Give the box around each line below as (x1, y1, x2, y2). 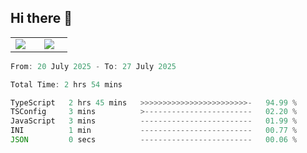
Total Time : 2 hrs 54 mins (10, 79, 123, 90)
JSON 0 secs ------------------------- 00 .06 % (10, 135, 298, 145)
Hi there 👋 (10, 10, 73, 27)
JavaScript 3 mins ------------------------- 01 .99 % (10, 116, 298, 126)
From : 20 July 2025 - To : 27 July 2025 (10, 61, 177, 71)
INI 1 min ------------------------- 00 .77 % (10, 126, 298, 136)
